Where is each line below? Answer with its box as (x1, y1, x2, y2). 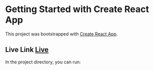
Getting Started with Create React (5, 4, 149, 15)
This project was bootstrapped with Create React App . (5, 31, 118, 37)
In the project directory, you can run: (5, 59, 81, 65)
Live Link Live (5, 45, 49, 54)
